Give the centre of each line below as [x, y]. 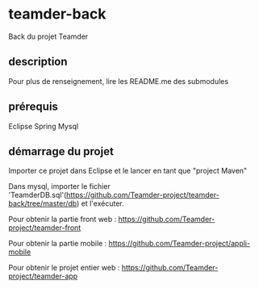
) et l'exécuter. [100, 203]
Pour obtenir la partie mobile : [58, 244]
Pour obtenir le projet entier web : [64, 268]
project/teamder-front [45, 228]
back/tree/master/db [43, 203]
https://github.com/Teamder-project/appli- [180, 244]
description [38, 62]
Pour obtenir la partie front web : [63, 220]
